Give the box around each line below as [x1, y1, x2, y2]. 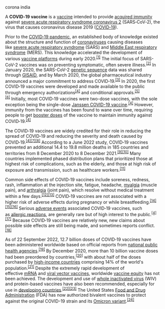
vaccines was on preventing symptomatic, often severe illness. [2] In [19, 61, 156, 68]
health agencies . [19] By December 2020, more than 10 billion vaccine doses [5, 247, 159, 254]
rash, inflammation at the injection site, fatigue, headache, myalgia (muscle [5, 182, 157, 188]
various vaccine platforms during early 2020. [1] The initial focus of [5, 55, 139, 61]
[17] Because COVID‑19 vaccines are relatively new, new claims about [5, 217, 145, 223]
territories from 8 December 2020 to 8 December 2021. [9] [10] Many [5, 150, 141, 156]
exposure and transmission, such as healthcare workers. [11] [5, 166, 126, 173]
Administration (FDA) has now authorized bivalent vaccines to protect [5, 292, 146, 298]
